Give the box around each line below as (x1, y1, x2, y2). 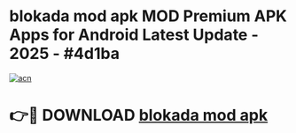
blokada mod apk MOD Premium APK (9, 6, 288, 26)
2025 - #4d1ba (9, 44, 120, 63)
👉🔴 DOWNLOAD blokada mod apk (9, 106, 269, 125)
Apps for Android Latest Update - (9, 25, 259, 45)
